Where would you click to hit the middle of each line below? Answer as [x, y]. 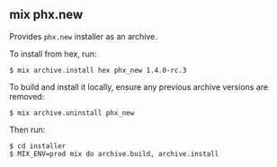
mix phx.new [46, 15]
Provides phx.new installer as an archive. [83, 36]
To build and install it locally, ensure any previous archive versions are [138, 87]
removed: [27, 96]
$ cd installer [38, 146]
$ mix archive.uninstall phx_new [72, 113]
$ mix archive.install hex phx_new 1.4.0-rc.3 [98, 70]
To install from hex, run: [53, 54]
